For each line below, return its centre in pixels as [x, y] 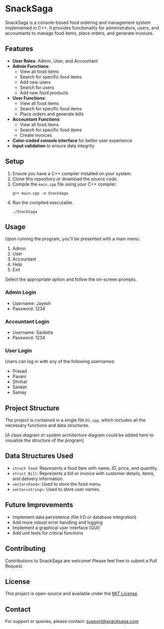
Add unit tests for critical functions [48, 533]
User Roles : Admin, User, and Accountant [55, 61]
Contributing [25, 549]
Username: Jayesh [32, 303]
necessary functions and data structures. [47, 425]
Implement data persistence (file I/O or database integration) [74, 517]
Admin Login [21, 293]
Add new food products [44, 92]
